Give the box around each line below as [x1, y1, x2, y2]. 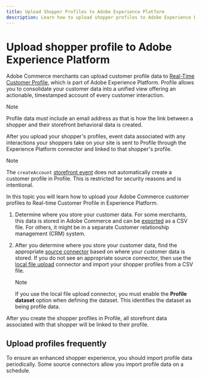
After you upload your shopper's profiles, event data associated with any [6, 133, 185, 140]
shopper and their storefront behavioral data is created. [6, 121, 143, 129]
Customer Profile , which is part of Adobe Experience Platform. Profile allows [6, 79, 194, 86]
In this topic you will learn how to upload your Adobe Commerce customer [6, 193, 190, 201]
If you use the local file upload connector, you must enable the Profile [14, 290, 187, 298]
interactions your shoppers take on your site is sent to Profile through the [6, 139, 187, 147]
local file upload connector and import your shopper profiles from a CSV [14, 261, 193, 268]
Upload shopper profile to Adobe [6, 40, 172, 54]
